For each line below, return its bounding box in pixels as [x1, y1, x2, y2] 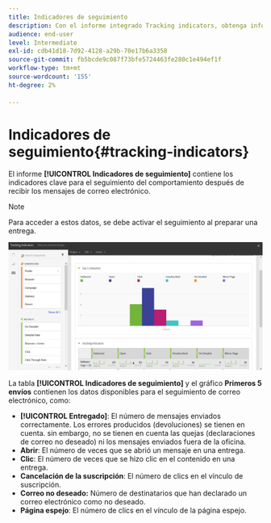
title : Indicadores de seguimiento [8, 13, 128, 21]
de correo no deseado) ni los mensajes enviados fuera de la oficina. [19, 437, 246, 446]
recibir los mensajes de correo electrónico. [8, 186, 151, 196]
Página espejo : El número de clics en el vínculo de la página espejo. [19, 505, 248, 515]
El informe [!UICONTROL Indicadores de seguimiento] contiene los [8, 169, 234, 179]
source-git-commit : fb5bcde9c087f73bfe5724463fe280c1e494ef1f [8, 56, 222, 64]
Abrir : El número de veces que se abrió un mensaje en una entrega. [19, 445, 246, 455]
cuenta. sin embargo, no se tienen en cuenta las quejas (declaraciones [19, 428, 256, 437]
